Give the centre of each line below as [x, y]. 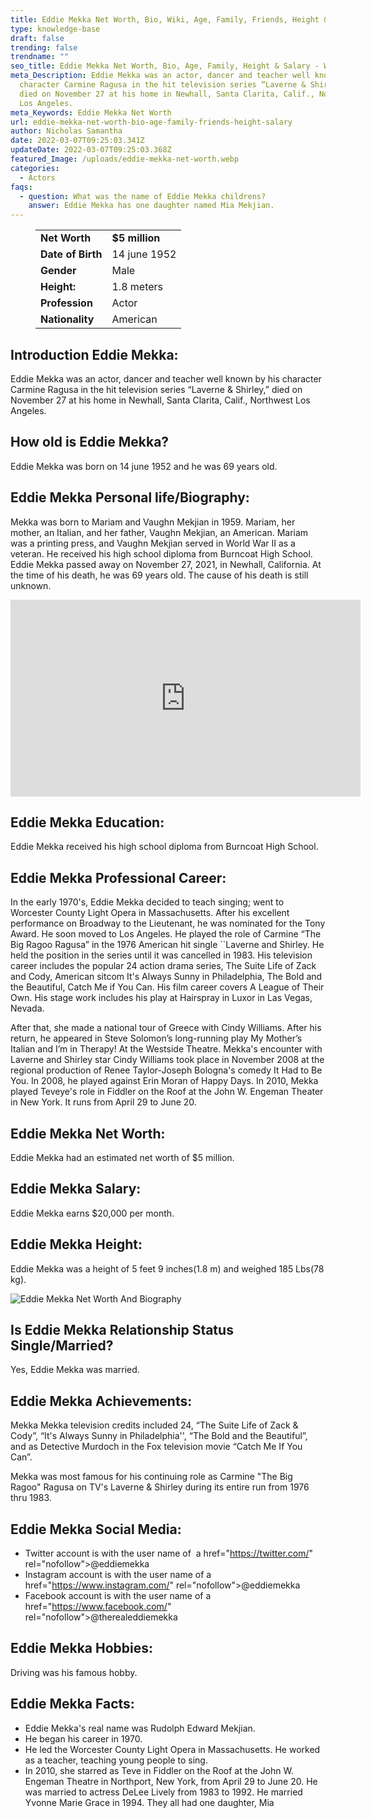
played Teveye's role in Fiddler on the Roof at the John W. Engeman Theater [167, 1092]
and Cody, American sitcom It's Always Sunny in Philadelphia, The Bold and [166, 977]
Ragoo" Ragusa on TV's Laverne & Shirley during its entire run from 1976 [160, 1487]
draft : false [37, 38]
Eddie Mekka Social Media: [96, 1529]
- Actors [37, 177]
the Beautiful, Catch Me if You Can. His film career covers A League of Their [167, 987]
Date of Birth [71, 254]
